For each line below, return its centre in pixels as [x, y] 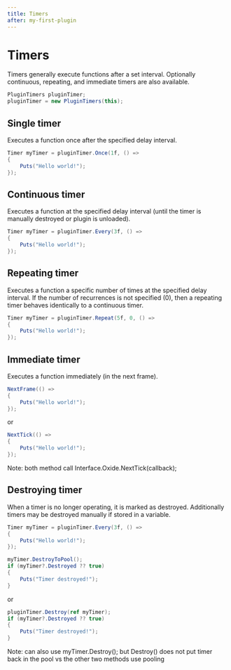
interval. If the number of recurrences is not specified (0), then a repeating [115, 297]
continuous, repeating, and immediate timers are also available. [99, 82]
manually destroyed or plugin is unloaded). [69, 219]
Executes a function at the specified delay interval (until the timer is [104, 211]
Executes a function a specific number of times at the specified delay [107, 290]
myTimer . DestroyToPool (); [45, 560]
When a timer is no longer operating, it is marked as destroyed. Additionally [116, 507]
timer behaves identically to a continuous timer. [75, 305]
